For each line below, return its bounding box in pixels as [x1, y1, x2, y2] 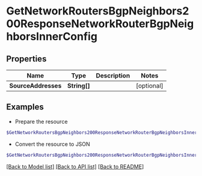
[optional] [135, 82, 164, 90]
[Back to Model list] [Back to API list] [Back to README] [6, 163, 144, 170]
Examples [6, 102, 44, 112]
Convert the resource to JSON [14, 140, 90, 148]
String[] [67, 82, 90, 90]
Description [96, 71, 130, 79]
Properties [6, 53, 47, 64]
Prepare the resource [14, 118, 68, 125]
